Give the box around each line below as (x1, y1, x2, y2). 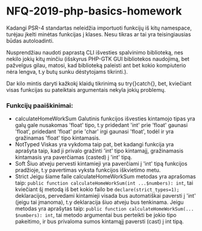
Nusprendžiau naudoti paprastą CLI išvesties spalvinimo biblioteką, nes (6, 48, 184, 56)
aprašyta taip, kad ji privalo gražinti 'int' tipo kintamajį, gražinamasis (14, 147, 184, 155)
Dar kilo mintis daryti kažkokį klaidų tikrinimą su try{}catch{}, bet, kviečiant (6, 80, 192, 87)
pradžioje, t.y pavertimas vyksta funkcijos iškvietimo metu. (14, 166, 161, 174)
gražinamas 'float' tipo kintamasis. (14, 134, 101, 142)
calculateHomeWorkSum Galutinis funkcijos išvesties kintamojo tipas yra (14, 115, 195, 122)
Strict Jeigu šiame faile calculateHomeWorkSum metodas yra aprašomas (14, 173, 196, 180)
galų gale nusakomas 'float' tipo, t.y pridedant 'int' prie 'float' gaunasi (14, 122, 188, 129)
